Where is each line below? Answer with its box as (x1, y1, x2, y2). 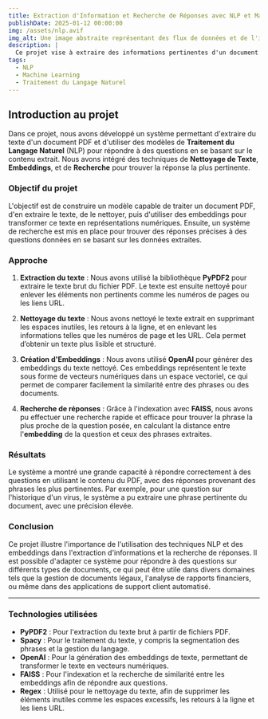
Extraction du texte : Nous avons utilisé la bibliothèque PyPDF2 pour (19, 273, 247, 282)
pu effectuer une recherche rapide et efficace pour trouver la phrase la (19, 412, 253, 422)
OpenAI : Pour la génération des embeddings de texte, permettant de (19, 652, 249, 662)
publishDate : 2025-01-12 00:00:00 (8, 19, 124, 27)
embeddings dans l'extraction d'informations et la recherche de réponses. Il (8, 548, 258, 557)
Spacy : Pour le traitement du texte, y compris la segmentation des (19, 635, 240, 645)
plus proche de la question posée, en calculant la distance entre (19, 420, 231, 430)
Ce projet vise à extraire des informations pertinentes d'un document (15, 49, 259, 57)
